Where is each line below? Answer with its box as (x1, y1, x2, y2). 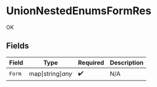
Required (78, 58, 104, 66)
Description (110, 58, 144, 66)
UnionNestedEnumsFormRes (6, 4, 152, 18)
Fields (6, 41, 30, 51)
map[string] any (28, 70, 73, 78)
